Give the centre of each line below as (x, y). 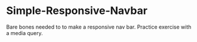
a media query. (24, 33)
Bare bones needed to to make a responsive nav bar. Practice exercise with (99, 27)
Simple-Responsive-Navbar (77, 11)
